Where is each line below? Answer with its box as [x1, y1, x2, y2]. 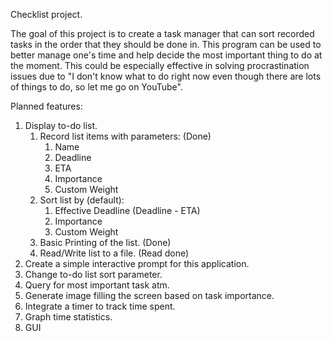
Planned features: [10, 100, 83, 112]
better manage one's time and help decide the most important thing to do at [10, 49, 323, 61]
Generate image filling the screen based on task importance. [24, 290, 275, 301]
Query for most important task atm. [24, 279, 170, 291]
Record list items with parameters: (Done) [39, 130, 212, 142]
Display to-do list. [24, 120, 98, 131]
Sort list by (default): [39, 194, 125, 206]
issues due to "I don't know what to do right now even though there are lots [10, 70, 322, 82]
